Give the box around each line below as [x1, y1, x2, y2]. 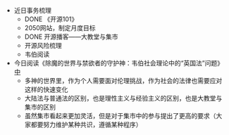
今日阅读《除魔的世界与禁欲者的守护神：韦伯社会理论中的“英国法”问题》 [13, 59, 224, 67]
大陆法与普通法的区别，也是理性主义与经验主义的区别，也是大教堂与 [24, 94, 223, 102]
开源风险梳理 [24, 41, 62, 49]
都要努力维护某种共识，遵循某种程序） [30, 120, 142, 129]
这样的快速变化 [24, 85, 68, 94]
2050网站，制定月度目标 [24, 24, 97, 32]
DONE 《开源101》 [24, 15, 78, 23]
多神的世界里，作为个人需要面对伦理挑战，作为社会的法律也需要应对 [24, 77, 223, 84]
